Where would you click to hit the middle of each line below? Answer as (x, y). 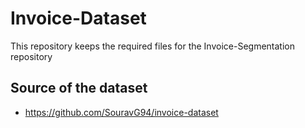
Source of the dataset (79, 88)
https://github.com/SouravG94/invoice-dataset (121, 112)
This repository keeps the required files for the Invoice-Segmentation (152, 46)
